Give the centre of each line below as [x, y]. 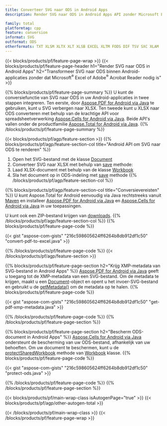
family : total [20, 23]
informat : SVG [20, 37]
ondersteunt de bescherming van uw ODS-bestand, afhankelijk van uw [78, 342]
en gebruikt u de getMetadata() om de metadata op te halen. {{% [72, 287]
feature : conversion [27, 33]
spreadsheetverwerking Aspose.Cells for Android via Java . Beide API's [78, 119]
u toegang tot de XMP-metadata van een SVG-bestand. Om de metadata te [82, 277]
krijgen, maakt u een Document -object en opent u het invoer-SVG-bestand [82, 282]
